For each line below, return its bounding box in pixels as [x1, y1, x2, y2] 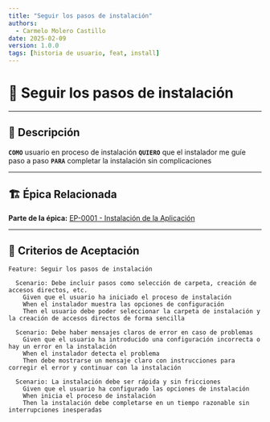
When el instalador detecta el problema [22, 350, 160, 358]
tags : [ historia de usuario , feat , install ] [8, 49, 160, 57]
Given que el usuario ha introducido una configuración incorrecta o [22, 336, 261, 344]
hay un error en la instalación [8, 343, 117, 351]
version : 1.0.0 [8, 42, 59, 50]
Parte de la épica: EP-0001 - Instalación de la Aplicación [8, 213, 195, 222]
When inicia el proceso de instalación [22, 392, 157, 400]
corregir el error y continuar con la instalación [8, 364, 182, 372]
